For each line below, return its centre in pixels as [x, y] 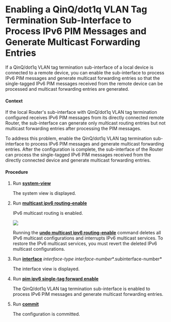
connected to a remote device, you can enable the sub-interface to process [85, 72]
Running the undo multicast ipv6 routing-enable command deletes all [87, 233]
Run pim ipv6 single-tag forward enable [55, 279]
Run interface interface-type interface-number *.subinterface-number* [87, 259]
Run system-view [32, 184]
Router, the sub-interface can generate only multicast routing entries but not [86, 123]
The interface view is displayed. [46, 269]
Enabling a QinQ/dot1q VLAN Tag [76, 9]
